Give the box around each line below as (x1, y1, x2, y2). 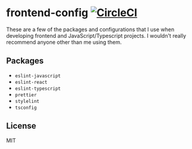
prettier (14, 92, 37, 98)
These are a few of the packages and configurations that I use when (6, 26, 175, 33)
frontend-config (6, 6, 89, 20)
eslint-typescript (14, 86, 61, 92)
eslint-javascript (14, 72, 61, 79)
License (6, 121, 36, 131)
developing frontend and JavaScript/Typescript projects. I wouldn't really (6, 32, 187, 39)
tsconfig (14, 105, 37, 111)
